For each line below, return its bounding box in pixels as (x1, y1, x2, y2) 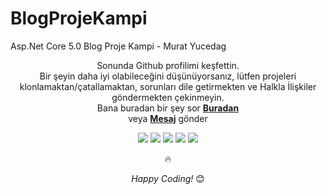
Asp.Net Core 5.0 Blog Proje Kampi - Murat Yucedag (10, 40, 227, 52)
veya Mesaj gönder (128, 112, 208, 124)
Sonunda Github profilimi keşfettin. (96, 59, 240, 71)
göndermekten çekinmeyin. (111, 91, 225, 103)
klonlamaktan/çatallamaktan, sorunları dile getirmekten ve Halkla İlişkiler (19, 80, 317, 92)
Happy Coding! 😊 (131, 172, 205, 184)
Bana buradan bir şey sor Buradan (96, 102, 240, 114)
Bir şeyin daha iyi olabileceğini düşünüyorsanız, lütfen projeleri (39, 70, 297, 82)
